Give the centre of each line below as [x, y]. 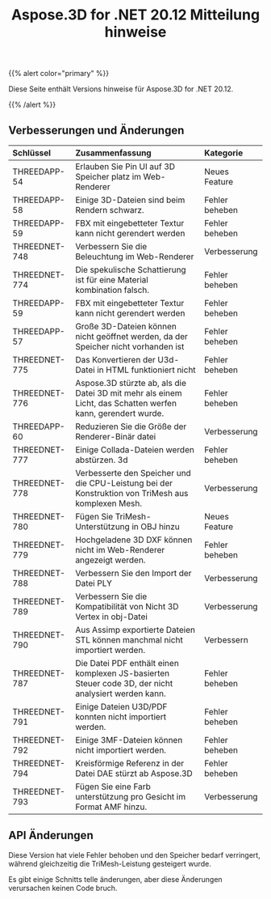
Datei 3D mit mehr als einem [129, 393]
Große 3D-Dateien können [126, 327]
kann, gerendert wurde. [120, 413]
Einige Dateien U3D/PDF [121, 707]
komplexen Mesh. [109, 503]
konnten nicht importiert [121, 717]
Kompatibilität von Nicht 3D [127, 606]
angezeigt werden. [110, 560]
